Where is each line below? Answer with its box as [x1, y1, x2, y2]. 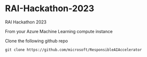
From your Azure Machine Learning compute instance [5, 28, 113, 34]
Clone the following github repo [5, 38, 68, 44]
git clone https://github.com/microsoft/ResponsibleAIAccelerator [5, 47, 142, 52]
